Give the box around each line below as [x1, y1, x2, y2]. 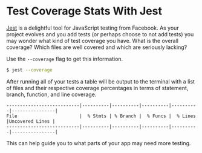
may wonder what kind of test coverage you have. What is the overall [6, 37, 179, 44]
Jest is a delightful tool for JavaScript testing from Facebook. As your [6, 24, 180, 31]
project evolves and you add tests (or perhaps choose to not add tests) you [6, 30, 194, 37]
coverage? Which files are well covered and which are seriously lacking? [6, 44, 187, 51]
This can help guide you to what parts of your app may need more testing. [6, 139, 191, 146]
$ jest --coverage [6, 67, 53, 73]
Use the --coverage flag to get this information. [6, 55, 123, 62]
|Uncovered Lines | [6, 118, 56, 125]
